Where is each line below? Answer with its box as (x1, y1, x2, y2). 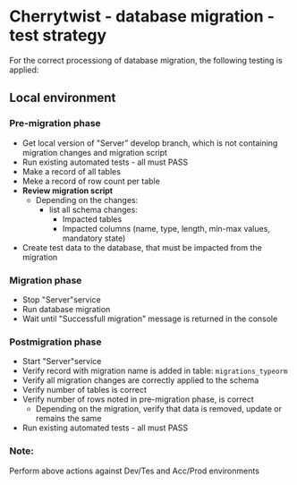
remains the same (35, 413, 102, 424)
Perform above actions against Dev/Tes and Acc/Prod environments (9, 465, 259, 476)
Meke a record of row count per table (21, 175, 161, 186)
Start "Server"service (21, 356, 102, 367)
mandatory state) (62, 233, 126, 243)
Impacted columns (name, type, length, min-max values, (62, 223, 271, 234)
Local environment (9, 90, 116, 106)
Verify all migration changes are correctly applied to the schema (21, 375, 259, 386)
